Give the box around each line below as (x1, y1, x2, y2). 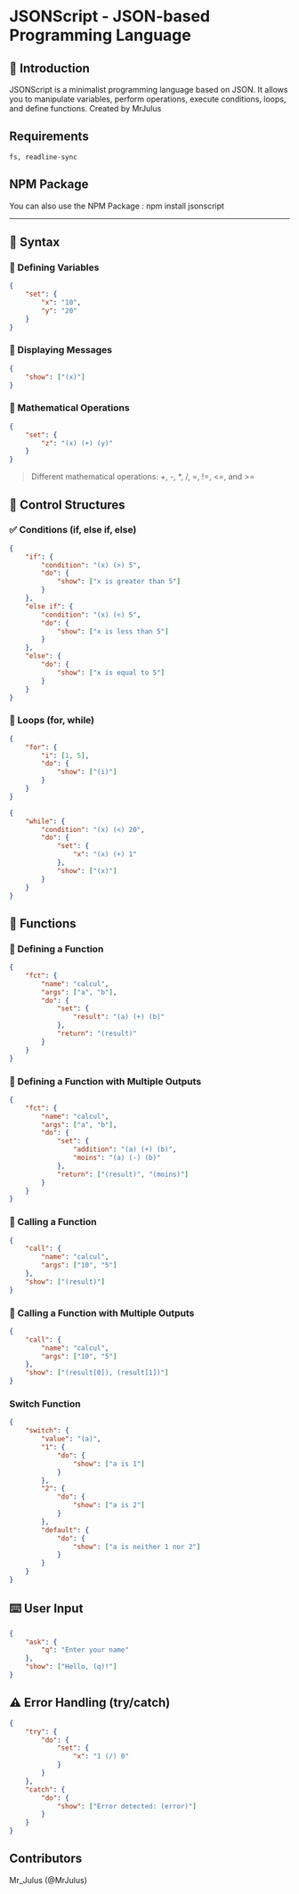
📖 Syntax (9, 234, 61, 250)
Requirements (9, 129, 89, 144)
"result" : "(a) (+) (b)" (72, 1013, 166, 1022)
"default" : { (41, 1525, 90, 1534)
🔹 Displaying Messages (9, 344, 113, 356)
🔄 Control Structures (9, 497, 126, 512)
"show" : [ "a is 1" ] (72, 1459, 145, 1468)
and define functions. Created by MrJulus (9, 103, 162, 113)
